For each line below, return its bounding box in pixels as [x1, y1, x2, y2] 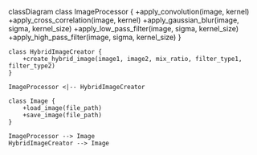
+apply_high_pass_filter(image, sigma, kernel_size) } [8, 32, 182, 42]
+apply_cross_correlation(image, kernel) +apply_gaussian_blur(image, [8, 15, 239, 25]
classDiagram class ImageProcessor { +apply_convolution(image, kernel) [8, 7, 250, 16]
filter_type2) [8, 62, 56, 70]
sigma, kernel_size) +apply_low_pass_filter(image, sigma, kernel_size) [8, 24, 239, 33]
